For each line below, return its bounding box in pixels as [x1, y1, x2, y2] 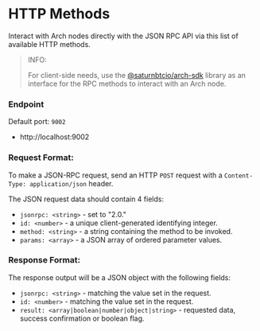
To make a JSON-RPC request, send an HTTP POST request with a [8, 170, 223, 180]
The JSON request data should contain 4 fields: [8, 194, 165, 204]
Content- [223, 172, 253, 180]
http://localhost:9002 [19, 132, 90, 142]
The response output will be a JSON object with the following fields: [8, 272, 231, 282]
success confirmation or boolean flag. [19, 313, 145, 323]
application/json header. [29, 178, 114, 188]
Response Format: [8, 255, 81, 266]
